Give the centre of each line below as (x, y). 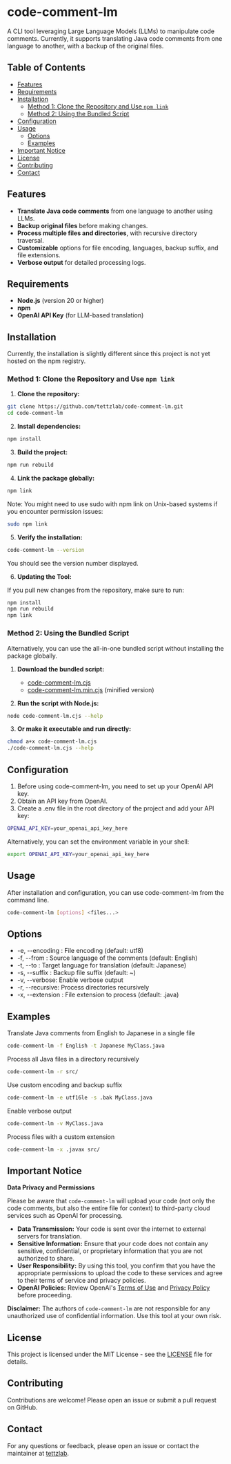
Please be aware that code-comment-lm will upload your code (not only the (111, 1201)
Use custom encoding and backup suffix (65, 1085)
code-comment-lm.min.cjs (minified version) (91, 689)
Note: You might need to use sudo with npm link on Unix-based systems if (112, 504)
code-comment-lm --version (46, 550)
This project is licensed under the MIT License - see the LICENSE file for (110, 1354)
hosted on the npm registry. (47, 361)
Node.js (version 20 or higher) (60, 301)
